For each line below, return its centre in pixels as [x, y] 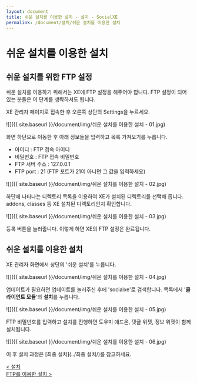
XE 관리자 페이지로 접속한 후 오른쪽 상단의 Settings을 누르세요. [78, 112]
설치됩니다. [19, 329]
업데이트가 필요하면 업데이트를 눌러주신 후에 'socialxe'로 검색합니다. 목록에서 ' [96, 289]
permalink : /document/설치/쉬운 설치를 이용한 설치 [63, 22]
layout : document [27, 11]
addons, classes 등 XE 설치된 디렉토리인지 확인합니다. [69, 204]
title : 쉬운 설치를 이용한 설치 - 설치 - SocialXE [62, 17]
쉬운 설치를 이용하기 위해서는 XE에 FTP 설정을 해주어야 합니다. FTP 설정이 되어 [96, 92]
